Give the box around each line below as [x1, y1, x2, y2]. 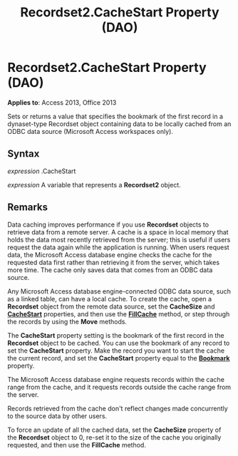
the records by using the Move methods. [7, 317, 127, 326]
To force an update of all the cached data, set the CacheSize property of [7, 425, 222, 434]
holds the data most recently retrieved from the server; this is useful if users [7, 235, 231, 244]
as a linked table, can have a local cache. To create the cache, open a [7, 294, 212, 303]
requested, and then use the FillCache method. [7, 440, 146, 449]
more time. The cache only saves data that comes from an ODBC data [7, 265, 213, 274]
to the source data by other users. [7, 411, 108, 420]
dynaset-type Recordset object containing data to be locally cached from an [7, 119, 232, 128]
